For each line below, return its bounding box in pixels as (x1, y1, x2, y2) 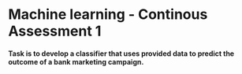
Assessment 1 (8, 22, 102, 40)
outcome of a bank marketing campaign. (8, 57, 144, 66)
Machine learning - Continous (8, 6, 208, 24)
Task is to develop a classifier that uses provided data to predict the (8, 49, 235, 58)
